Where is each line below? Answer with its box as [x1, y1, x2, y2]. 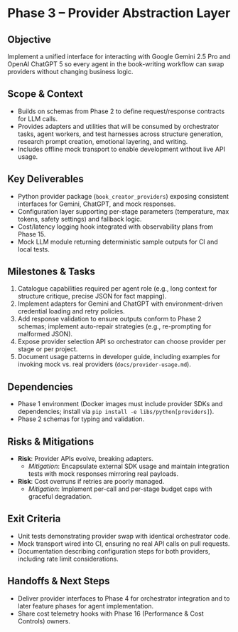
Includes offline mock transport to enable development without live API [17, 145, 226, 153]
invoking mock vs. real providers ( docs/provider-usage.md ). [17, 360, 192, 368]
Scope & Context [7, 88, 84, 100]
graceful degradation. [28, 492, 92, 501]
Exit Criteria [7, 513, 61, 525]
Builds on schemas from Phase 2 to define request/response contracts [17, 107, 225, 115]
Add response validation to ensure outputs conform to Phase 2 [17, 315, 202, 323]
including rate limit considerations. [17, 554, 119, 563]
